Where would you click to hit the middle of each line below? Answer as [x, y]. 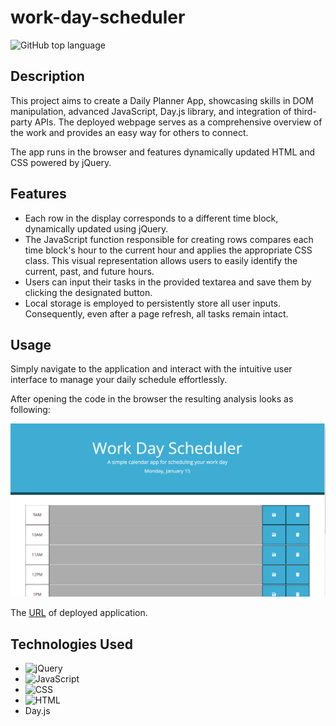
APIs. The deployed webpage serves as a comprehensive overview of [178, 122]
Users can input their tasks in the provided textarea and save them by [168, 282]
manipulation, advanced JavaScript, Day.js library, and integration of [151, 111]
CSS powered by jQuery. [61, 162]
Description [47, 76]
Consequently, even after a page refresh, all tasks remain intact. [156, 313]
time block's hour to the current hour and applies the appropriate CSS [168, 250]
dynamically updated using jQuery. [96, 228]
